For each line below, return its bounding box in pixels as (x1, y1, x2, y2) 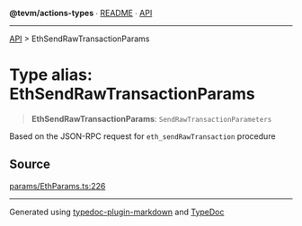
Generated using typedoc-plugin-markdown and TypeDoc (9, 206, 225, 217)
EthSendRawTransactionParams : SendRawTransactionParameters (31, 113, 272, 124)
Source (9, 157, 51, 172)
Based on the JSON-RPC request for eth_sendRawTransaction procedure (9, 130, 276, 142)
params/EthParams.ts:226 (9, 180, 106, 191)
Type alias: (9, 65, 93, 85)
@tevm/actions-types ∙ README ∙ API (9, 8, 153, 18)
